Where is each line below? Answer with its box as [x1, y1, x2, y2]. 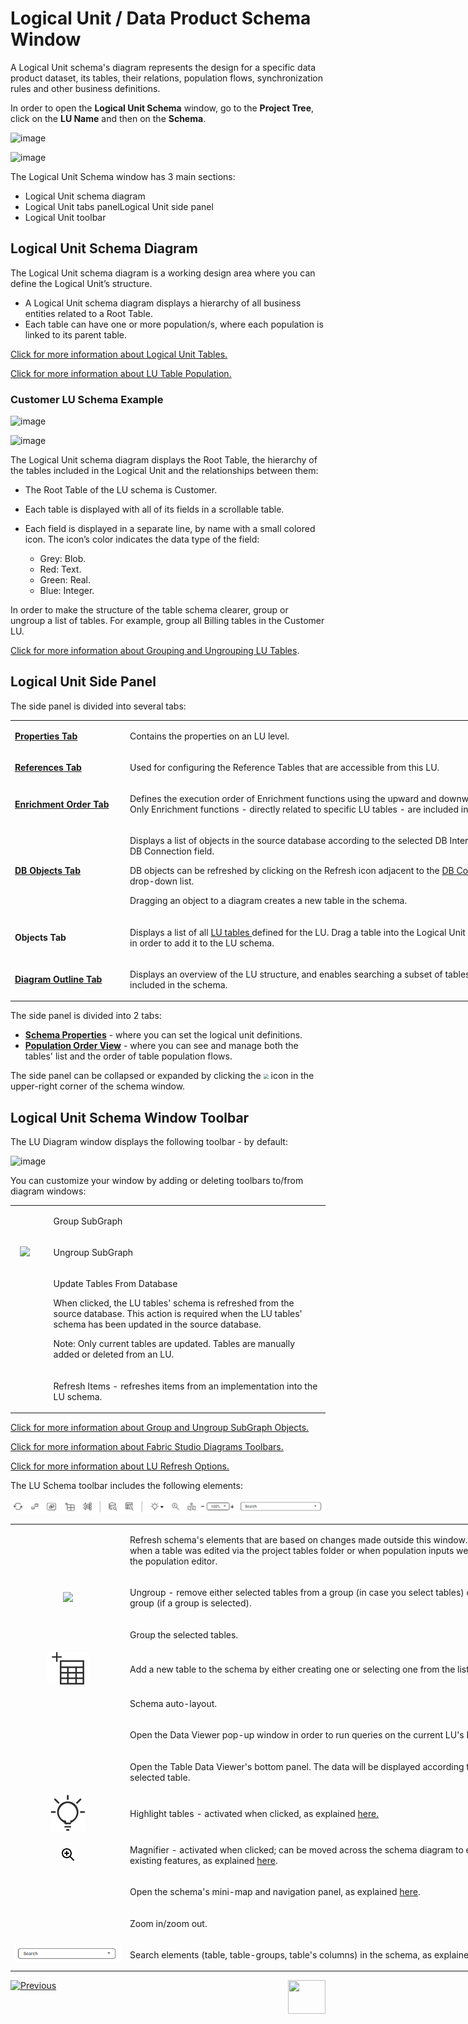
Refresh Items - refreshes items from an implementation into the [53, 1380, 318, 1392]
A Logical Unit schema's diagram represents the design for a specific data [10, 61, 316, 73]
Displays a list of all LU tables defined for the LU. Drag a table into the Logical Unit [129, 926, 466, 938]
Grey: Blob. [39, 553, 87, 565]
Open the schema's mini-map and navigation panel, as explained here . [129, 1886, 421, 1898]
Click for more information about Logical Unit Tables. [10, 348, 228, 360]
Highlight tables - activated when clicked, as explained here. [129, 1807, 379, 1819]
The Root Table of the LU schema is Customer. [24, 484, 218, 496]
